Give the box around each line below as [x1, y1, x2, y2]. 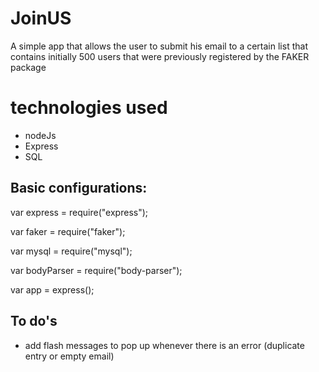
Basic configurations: [10, 180, 148, 197]
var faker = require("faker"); [10, 225, 126, 237]
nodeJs [24, 129, 57, 141]
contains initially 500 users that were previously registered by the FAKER [10, 50, 310, 62]
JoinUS [10, 7, 72, 30]
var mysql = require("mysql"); [10, 245, 133, 257]
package [10, 61, 47, 73]
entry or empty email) [24, 350, 115, 362]
